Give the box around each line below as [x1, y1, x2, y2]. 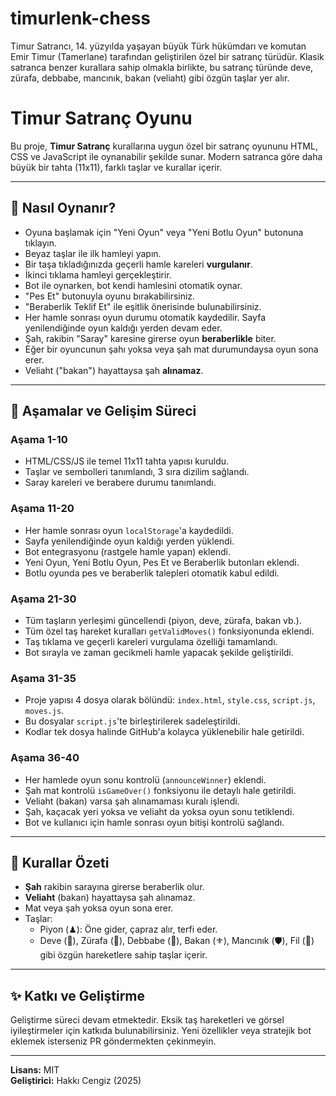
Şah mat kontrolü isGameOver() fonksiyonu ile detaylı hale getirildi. [24, 784, 297, 796]
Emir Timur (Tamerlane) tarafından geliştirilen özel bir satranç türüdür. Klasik [10, 50, 325, 62]
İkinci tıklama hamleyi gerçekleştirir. [24, 268, 172, 281]
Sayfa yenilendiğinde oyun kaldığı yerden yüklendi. [24, 535, 235, 547]
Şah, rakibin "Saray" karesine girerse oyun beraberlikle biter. [24, 332, 277, 344]
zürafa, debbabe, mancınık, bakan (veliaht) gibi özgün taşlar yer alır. [10, 72, 290, 84]
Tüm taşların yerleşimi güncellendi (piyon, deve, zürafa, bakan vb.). [24, 614, 302, 626]
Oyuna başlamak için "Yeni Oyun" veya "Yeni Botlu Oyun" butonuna [24, 226, 304, 238]
